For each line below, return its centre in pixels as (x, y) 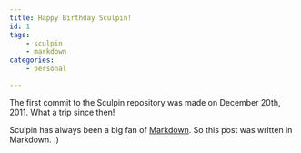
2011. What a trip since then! (62, 112)
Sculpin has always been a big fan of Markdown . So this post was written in (151, 129)
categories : (32, 60)
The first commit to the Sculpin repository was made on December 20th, (145, 102)
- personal (46, 69)
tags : (20, 35)
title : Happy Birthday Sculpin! (70, 18)
